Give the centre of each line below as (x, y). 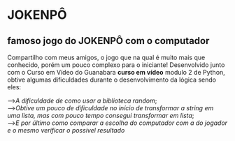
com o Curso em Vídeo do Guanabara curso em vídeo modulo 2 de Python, (116, 72)
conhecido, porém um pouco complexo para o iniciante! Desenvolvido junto (116, 65)
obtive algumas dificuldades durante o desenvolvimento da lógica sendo (112, 80)
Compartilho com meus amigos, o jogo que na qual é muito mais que (106, 57)
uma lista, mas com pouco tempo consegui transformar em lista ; (101, 116)
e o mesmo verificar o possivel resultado (66, 130)
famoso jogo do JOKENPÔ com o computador (108, 41)
